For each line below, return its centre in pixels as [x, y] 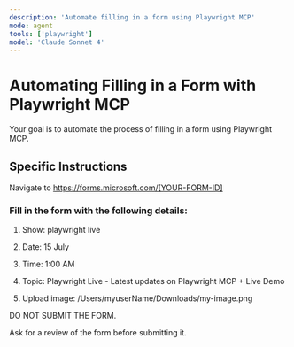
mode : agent [31, 26]
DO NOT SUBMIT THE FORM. [63, 316]
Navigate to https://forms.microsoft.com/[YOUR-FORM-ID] [116, 188]
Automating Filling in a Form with [133, 86]
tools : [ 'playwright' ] [51, 34]
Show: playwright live [61, 230]
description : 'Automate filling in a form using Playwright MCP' [132, 17]
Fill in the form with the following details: [98, 211]
